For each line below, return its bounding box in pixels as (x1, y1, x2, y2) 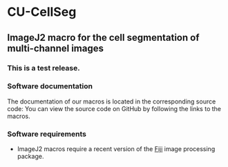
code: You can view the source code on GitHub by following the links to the (7, 104, 221, 112)
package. (17, 153, 44, 161)
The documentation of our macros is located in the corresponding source (7, 97, 216, 106)
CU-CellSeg (7, 4, 77, 20)
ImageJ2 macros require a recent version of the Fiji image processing (17, 145, 216, 153)
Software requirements (7, 129, 87, 139)
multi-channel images (7, 42, 104, 54)
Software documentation (7, 81, 93, 91)
